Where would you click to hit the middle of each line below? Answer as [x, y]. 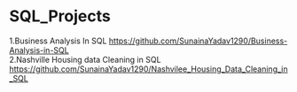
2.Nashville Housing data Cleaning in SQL [85, 59]
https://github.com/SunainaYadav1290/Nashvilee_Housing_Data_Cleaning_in [148, 69]
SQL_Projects [60, 16]
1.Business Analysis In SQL [58, 41]
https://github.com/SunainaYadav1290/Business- [198, 41]
